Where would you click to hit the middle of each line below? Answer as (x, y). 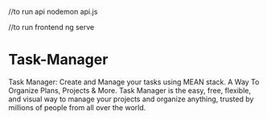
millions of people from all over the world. (77, 107)
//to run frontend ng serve (51, 27)
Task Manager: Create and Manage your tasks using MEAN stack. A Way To (134, 82)
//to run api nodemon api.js (53, 12)
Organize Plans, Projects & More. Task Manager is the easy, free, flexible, (130, 90)
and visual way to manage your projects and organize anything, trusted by (131, 99)
